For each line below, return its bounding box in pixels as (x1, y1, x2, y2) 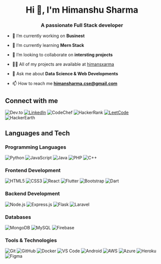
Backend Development (5, 190, 60, 197)
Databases (5, 214, 31, 220)
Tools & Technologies (5, 237, 57, 243)
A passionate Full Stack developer (40, 22, 123, 29)
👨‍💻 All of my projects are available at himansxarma (12, 61, 115, 67)
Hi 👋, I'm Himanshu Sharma (25, 4, 139, 16)
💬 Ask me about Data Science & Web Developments (12, 71, 119, 77)
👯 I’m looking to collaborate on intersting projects (12, 52, 113, 58)
